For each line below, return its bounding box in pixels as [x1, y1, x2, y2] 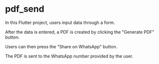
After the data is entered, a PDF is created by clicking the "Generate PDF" [5, 29, 155, 35]
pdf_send [5, 3, 44, 15]
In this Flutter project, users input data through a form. [5, 20, 115, 25]
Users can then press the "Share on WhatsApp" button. [5, 43, 118, 49]
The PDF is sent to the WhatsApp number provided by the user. [5, 53, 134, 59]
